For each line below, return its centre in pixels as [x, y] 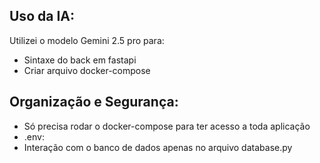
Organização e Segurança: [94, 102]
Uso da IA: [42, 16]
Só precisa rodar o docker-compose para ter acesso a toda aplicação [167, 126]
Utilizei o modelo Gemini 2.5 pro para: [87, 40]
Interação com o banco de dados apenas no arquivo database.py [158, 147]
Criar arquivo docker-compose [87, 70]
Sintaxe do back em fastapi [80, 60]
